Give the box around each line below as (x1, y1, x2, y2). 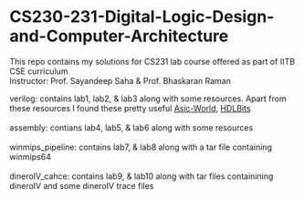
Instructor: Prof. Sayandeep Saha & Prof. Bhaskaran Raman (9, 75, 231, 86)
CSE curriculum (9, 66, 68, 77)
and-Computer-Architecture (9, 26, 229, 47)
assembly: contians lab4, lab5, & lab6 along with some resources (9, 121, 254, 133)
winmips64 (9, 151, 52, 162)
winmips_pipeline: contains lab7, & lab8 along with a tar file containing (9, 141, 272, 152)
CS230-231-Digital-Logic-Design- (9, 6, 275, 27)
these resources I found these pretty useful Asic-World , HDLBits (9, 102, 251, 113)
